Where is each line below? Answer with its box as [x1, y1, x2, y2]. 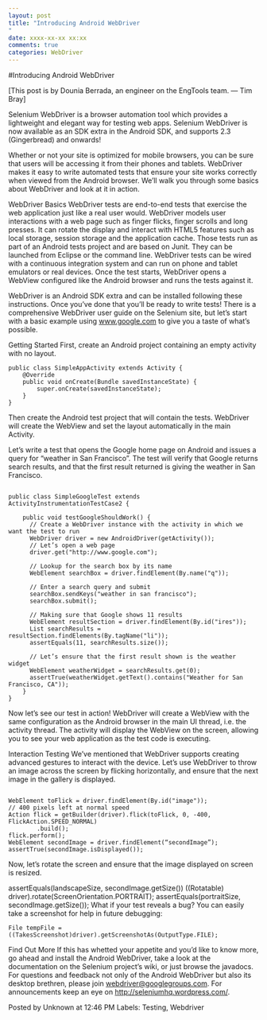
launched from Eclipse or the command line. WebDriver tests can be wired [8, 250, 252, 259]
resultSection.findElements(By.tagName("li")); [8, 632, 169, 640]
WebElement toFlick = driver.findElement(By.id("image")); [8, 797, 208, 805]
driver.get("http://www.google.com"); [29, 549, 158, 557]
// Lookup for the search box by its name [29, 562, 172, 570]
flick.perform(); [8, 832, 66, 840]
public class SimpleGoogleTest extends [8, 493, 141, 501]
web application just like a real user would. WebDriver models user [8, 208, 226, 217]
